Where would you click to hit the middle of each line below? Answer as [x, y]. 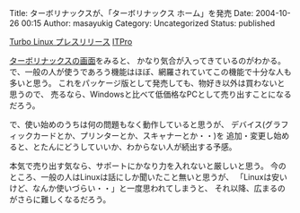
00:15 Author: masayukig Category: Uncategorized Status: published [148, 23]
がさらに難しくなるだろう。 [60, 199]
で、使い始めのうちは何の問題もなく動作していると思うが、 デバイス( [137, 124]
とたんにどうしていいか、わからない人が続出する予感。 [135, 147]
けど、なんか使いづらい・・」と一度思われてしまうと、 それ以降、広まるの [147, 188]
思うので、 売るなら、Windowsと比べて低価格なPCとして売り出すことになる [150, 94]
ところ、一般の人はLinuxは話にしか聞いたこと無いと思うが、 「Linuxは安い [148, 177]
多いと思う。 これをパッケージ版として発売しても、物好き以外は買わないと [147, 83]
